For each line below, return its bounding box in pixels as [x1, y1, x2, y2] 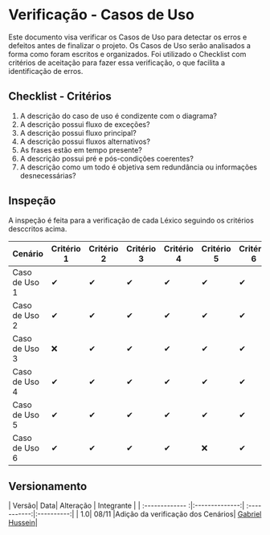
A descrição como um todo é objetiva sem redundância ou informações [19, 162, 258, 172]
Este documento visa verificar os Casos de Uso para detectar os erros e [8, 32, 247, 42]
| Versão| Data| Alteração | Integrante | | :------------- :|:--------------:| [8, 500, 245, 511]
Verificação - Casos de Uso [8, 6, 194, 24]
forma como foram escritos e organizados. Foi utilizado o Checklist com [8, 49, 247, 59]
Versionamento [8, 480, 88, 493]
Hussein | [8, 518, 38, 528]
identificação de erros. [8, 66, 84, 76]
